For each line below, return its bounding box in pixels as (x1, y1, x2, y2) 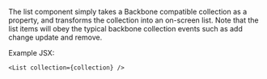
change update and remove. (8, 32, 103, 42)
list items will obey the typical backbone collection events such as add (8, 24, 243, 33)
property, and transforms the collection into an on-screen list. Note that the (8, 15, 259, 25)
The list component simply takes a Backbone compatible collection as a (8, 7, 248, 16)
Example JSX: (8, 48, 55, 57)
